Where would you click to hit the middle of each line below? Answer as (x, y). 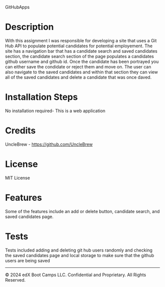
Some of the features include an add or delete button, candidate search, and (82, 211)
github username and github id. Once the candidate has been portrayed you (82, 62)
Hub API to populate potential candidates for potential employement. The (79, 46)
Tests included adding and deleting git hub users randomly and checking (79, 250)
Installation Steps (41, 97)
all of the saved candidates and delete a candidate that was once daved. (78, 77)
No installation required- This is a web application (55, 111)
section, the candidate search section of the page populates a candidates (80, 56)
